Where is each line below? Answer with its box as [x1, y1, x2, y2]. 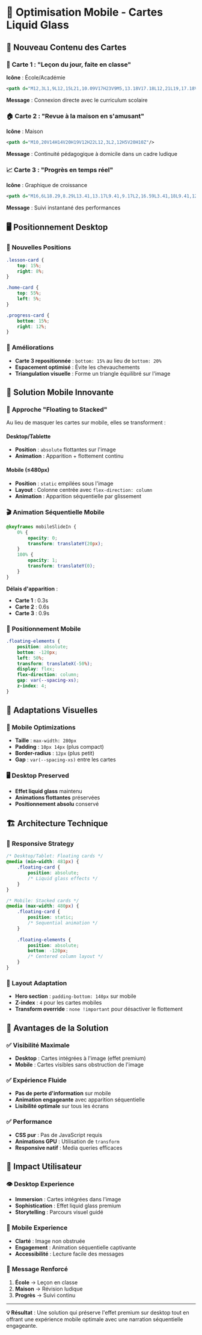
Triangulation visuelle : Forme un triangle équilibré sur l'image [14, 370, 171, 377]
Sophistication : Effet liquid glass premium [14, 1202, 121, 1209]
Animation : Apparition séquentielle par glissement [14, 492, 142, 500]
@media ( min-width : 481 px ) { [6, 859, 79, 865]
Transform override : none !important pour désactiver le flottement [14, 1005, 183, 1013]
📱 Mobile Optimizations [6, 723, 76, 732]
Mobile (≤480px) [6, 466, 50, 474]
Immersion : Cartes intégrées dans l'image [14, 1196, 121, 1203]
